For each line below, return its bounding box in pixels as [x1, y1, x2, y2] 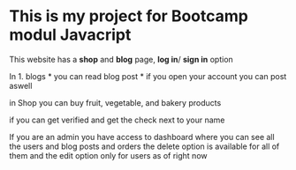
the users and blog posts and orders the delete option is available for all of [9, 141, 280, 152]
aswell [9, 80, 33, 91]
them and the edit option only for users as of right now [9, 150, 208, 160]
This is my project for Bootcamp [9, 6, 249, 26]
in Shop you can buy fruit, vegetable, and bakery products [9, 97, 222, 107]
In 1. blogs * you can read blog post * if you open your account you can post [9, 70, 287, 81]
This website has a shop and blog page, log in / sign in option [9, 54, 234, 64]
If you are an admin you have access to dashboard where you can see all [9, 131, 276, 142]
